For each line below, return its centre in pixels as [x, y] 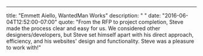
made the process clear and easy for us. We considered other [83, 28]
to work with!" [24, 48]
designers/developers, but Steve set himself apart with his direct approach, [100, 35]
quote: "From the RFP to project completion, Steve [121, 22]
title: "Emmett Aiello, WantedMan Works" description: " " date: [84, 15]
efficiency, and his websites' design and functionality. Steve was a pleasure [100, 41]
